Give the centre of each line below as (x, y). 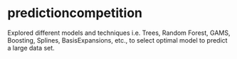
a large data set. (31, 48)
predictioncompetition (75, 13)
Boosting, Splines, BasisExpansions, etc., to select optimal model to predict (117, 40)
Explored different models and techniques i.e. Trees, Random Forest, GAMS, (119, 33)
